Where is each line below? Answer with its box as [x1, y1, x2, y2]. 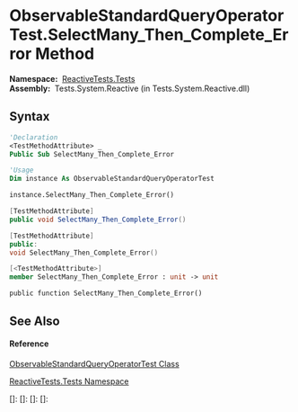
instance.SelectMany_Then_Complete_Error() [9, 191, 175, 200]
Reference [9, 338, 49, 349]
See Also [9, 313, 60, 328]
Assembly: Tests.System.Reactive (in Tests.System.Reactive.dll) [9, 83, 250, 94]
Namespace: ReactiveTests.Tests [9, 73, 136, 84]
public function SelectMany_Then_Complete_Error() [9, 289, 203, 298]
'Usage [9, 166, 34, 175]
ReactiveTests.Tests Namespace [9, 375, 129, 387]
